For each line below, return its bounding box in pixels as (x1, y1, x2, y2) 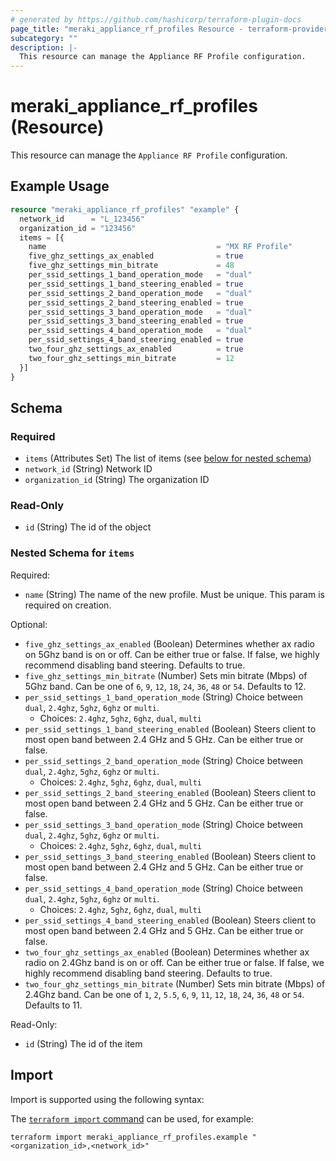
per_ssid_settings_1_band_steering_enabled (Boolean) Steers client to (24, 722, 317, 735)
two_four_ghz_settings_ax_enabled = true (28, 344, 244, 354)
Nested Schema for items (10, 546, 135, 560)
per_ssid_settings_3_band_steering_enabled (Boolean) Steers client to (24, 850, 317, 862)
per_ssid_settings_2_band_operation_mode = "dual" (28, 288, 253, 298)
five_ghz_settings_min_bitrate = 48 (28, 261, 235, 271)
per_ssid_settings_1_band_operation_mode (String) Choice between (24, 691, 304, 703)
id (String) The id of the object (24, 521, 152, 533)
